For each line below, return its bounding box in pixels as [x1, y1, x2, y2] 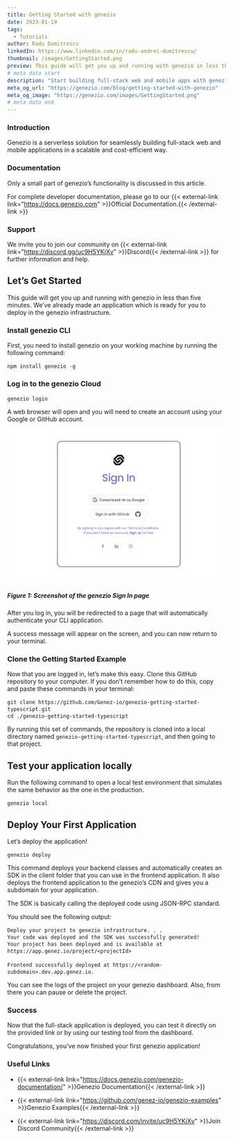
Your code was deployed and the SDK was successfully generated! [7, 934, 200, 941]
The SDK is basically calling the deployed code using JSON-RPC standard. [7, 899, 221, 908]
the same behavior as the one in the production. [7, 786, 144, 794]
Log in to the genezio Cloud [7, 379, 102, 388]
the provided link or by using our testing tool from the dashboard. [7, 1029, 194, 1037]
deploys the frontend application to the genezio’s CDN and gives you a [7, 878, 209, 887]
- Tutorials [13, 33, 49, 40]
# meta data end [7, 99, 54, 106]
